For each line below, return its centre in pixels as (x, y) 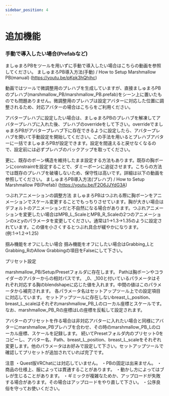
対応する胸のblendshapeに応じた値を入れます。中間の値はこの (83, 285)
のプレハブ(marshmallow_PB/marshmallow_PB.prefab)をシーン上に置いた (81, 95)
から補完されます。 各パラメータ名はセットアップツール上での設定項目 (87, 291)
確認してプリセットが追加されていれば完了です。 (56, 352)
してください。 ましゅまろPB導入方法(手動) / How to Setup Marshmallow (81, 72)
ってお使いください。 (40, 388)
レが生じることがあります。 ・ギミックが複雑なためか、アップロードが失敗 (83, 376)
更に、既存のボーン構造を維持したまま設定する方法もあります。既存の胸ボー (84, 161)
